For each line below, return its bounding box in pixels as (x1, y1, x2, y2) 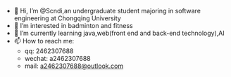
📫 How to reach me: (13, 37, 75, 45)
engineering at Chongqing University (13, 14, 121, 22)
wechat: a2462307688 (24, 55, 92, 62)
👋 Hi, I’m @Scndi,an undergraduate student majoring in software (13, 7, 201, 15)
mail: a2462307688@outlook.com (24, 62, 124, 70)
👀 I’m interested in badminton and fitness (13, 22, 133, 29)
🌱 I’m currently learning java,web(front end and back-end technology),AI (13, 29, 225, 37)
